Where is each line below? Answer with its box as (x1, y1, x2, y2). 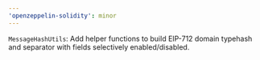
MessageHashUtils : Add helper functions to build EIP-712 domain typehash (8, 34, 253, 43)
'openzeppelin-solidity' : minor (8, 11, 117, 20)
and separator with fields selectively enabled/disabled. (8, 42, 190, 52)
